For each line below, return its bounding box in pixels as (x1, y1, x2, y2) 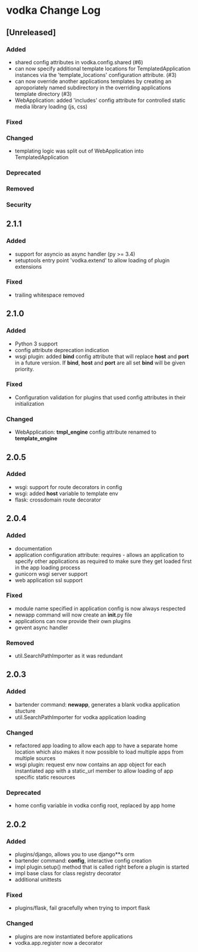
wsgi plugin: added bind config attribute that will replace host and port (14, 353, 189, 360)
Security (6, 200, 32, 209)
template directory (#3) (14, 90, 73, 97)
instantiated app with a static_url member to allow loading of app (14, 767, 174, 774)
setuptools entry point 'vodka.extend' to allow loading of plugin (14, 257, 170, 264)
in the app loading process (14, 564, 80, 571)
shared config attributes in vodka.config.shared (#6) (14, 58, 143, 66)
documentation (14, 545, 52, 552)
